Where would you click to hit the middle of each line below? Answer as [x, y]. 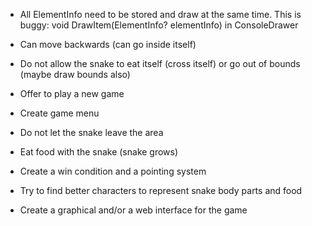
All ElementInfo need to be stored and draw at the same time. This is [160, 14]
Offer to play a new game [72, 93]
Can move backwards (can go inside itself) [108, 44]
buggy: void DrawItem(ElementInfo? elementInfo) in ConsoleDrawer [159, 25]
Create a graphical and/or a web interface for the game [133, 210]
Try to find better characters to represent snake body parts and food [161, 190]
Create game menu [59, 113]
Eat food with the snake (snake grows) [99, 152]
